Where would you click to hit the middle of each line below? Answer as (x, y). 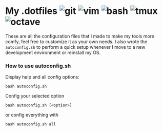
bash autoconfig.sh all (31, 124)
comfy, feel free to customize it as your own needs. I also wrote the (76, 42)
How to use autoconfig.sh (38, 66)
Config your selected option (35, 96)
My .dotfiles (32, 11)
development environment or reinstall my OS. (53, 52)
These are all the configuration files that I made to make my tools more (80, 36)
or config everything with (32, 115)
